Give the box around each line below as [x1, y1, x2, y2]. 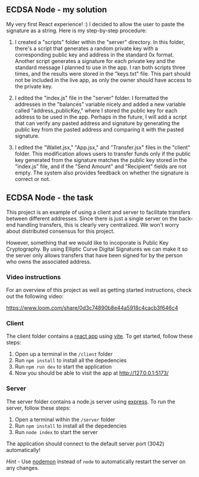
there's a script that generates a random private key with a [14, 45, 159, 52]
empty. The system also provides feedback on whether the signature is [14, 169, 189, 176]
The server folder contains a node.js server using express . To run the [6, 398, 175, 405]
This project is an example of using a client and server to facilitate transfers [6, 208, 191, 216]
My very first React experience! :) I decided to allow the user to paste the [6, 20, 185, 27]
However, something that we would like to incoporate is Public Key [6, 239, 169, 246]
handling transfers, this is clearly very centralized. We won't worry [17, 221, 179, 228]
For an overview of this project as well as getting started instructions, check [6, 286, 192, 294]
